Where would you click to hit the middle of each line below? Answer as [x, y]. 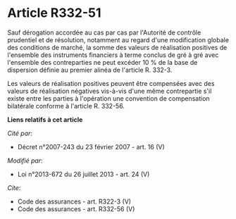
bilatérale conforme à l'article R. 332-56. [66, 106]
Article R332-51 [54, 13]
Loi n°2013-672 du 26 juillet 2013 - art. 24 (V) [83, 174]
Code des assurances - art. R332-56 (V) [76, 208]
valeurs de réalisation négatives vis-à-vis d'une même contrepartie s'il [110, 91]
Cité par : [20, 133]
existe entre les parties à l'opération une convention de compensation [108, 98]
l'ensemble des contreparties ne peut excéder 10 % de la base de [103, 62]
